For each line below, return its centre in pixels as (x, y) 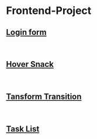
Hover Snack (30, 64)
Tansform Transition (44, 97)
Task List (23, 129)
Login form (26, 32)
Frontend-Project (49, 11)
